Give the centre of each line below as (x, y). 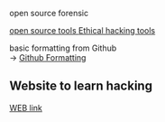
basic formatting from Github (63, 48)
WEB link (26, 108)
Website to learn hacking (81, 86)
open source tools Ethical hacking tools (82, 30)
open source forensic (49, 13)
